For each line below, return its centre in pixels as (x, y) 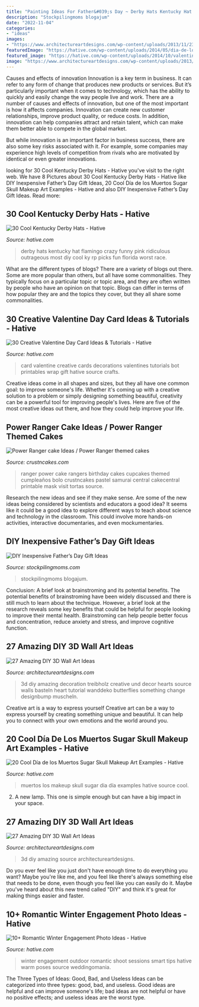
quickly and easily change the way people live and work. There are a (90, 97)
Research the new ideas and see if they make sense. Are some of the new (97, 498)
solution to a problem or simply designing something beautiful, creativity (94, 396)
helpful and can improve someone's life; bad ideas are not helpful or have (96, 991)
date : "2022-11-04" (30, 23)
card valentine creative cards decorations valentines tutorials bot (100, 365)
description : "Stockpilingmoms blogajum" (58, 17)
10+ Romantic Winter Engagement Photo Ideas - (97, 914)
